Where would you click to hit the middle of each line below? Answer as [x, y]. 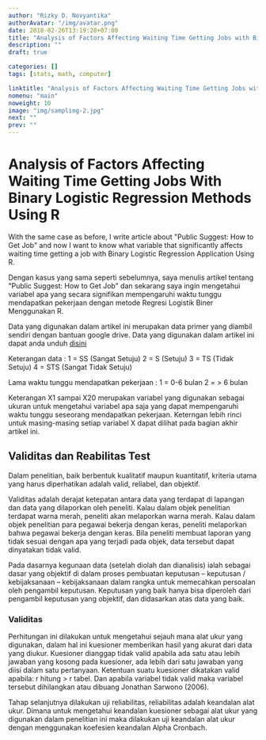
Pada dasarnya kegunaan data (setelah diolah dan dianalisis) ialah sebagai [129, 565]
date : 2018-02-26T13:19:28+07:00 [63, 30]
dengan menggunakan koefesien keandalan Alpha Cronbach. [108, 728]
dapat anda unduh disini [47, 343]
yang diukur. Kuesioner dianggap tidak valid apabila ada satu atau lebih [124, 654]
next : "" [23, 118]
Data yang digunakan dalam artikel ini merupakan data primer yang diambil [130, 326]
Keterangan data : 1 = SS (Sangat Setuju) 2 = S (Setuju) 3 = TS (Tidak [121, 358]
